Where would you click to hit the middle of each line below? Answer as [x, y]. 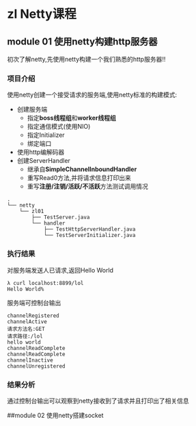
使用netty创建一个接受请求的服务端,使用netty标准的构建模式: [92, 95]
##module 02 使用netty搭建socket [55, 415]
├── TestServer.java [61, 217]
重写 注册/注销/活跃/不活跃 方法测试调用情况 [87, 186]
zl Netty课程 [42, 14]
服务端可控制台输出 [34, 303]
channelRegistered [33, 316]
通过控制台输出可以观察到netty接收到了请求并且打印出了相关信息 [98, 401]
